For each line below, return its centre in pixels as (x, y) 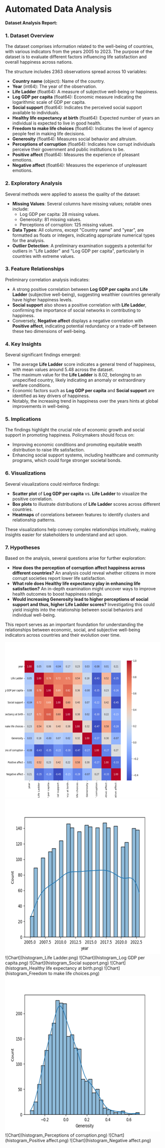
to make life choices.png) (74, 974)
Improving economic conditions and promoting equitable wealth (77, 445)
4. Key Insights (23, 344)
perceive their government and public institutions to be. (68, 150)
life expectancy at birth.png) (75, 968)
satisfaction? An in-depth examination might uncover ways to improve (84, 589)
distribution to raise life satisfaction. (49, 450)
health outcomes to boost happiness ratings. (58, 594)
